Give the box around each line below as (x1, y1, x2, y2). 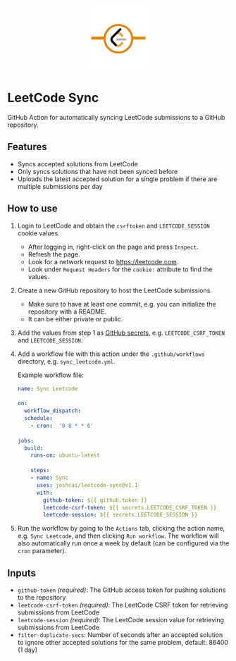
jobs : (17, 437, 34, 444)
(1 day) (17, 645, 37, 654)
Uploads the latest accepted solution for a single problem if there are (17, 175, 218, 183)
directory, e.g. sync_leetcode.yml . (17, 357, 116, 365)
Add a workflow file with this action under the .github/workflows (17, 350, 206, 358)
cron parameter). (17, 547, 67, 555)
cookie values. (17, 228, 60, 237)
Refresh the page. (27, 249, 80, 259)
